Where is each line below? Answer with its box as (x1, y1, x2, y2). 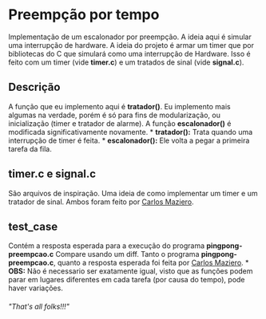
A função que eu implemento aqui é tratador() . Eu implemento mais (8, 101, 231, 111)
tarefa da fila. (8, 144, 52, 153)
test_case (8, 219, 58, 233)
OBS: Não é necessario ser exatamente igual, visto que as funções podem (8, 266, 253, 276)
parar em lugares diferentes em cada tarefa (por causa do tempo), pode (8, 275, 245, 285)
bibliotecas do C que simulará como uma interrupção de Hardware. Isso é (8, 49, 251, 58)
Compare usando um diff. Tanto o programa (55, 250, 200, 259)
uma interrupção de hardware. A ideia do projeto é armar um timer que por (8, 40, 254, 49)
